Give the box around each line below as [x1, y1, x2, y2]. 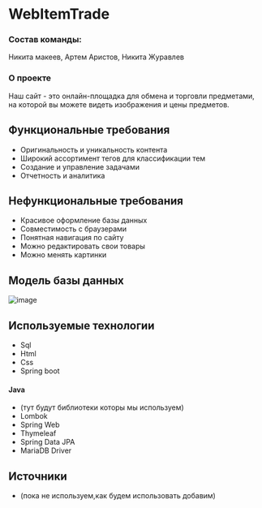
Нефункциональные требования [8, 194, 184, 208]
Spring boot [19, 366, 60, 376]
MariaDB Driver [19, 446, 72, 455]
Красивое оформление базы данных [19, 216, 148, 226]
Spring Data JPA [19, 437, 75, 447]
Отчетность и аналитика [19, 170, 105, 180]
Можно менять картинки [19, 250, 107, 260]
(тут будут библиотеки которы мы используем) [19, 403, 184, 412]
